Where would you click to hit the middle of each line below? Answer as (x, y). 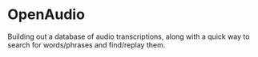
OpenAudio (46, 15)
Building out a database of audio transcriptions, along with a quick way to (129, 36)
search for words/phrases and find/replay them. (87, 44)
